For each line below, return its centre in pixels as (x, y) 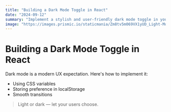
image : (12, 24)
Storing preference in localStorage (49, 89)
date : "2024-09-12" (26, 15)
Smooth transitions (32, 95)
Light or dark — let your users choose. (58, 104)
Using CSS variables (34, 84)
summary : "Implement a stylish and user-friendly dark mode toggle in (82, 19)
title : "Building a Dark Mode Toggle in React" (57, 10)
